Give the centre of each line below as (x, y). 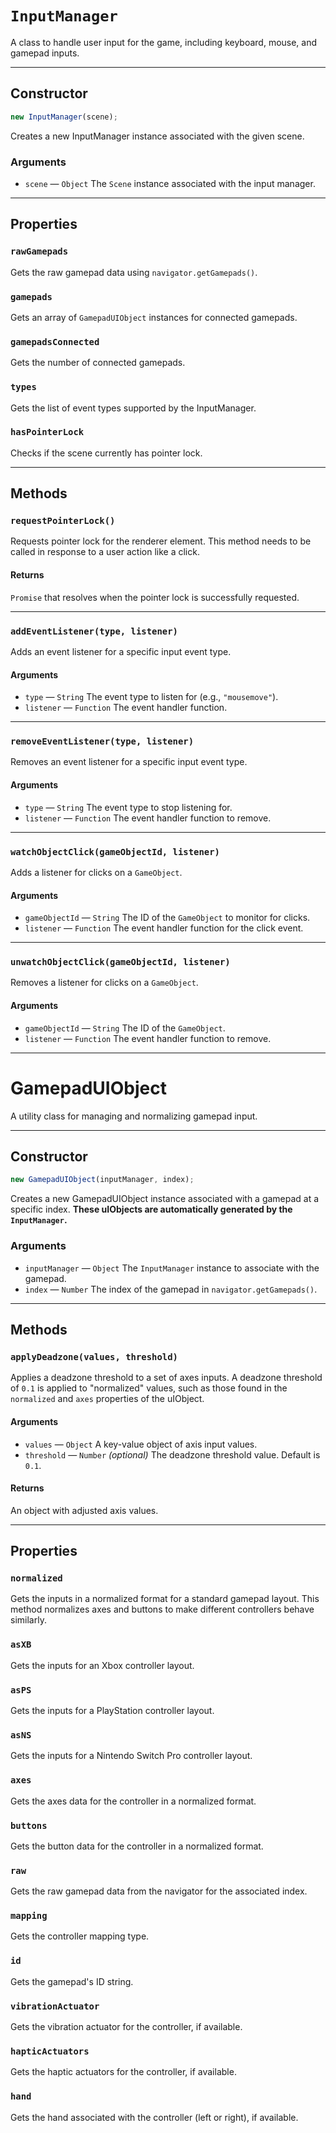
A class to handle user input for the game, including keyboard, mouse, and (164, 42)
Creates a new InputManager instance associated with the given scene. (157, 136)
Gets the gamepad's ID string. (72, 1981)
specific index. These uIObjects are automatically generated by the (151, 1209)
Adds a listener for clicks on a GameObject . (96, 872)
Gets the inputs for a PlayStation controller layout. (112, 1710)
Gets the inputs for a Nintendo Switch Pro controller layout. (131, 1756)
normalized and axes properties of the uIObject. (107, 1399)
